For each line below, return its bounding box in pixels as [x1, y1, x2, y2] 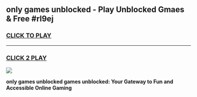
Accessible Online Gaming [6, 84, 72, 91]
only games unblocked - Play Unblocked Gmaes [6, 5, 185, 15]
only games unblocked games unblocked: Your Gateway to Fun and [6, 78, 174, 85]
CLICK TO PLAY [6, 32, 52, 40]
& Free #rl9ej [6, 14, 54, 24]
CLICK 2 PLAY [6, 53, 47, 62]
